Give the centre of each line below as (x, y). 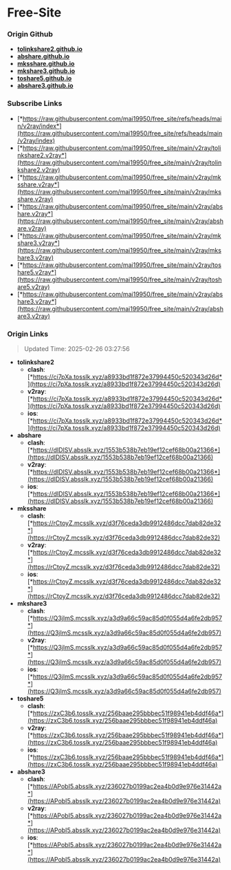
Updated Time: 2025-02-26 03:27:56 (77, 349)
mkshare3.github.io (46, 71)
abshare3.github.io (45, 86)
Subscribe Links (35, 103)
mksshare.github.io (46, 64)
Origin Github (30, 34)
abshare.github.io (43, 56)
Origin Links (28, 334)
